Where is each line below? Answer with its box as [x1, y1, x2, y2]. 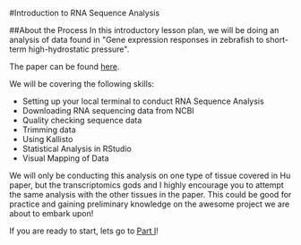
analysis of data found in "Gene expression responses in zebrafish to [9, 35, 264, 45]
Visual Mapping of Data [21, 153, 109, 164]
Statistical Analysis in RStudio [21, 143, 132, 154]
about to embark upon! [9, 208, 94, 218]
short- [265, 35, 289, 45]
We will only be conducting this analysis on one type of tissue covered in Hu [9, 170, 291, 181]
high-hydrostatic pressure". [28, 44, 130, 55]
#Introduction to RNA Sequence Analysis [9, 8, 160, 18]
